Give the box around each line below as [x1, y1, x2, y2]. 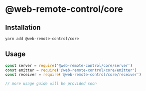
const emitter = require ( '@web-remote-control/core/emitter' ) [5, 68, 137, 73]
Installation [5, 23, 41, 32]
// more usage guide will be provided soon [5, 81, 97, 86]
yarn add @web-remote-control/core [5, 36, 79, 41]
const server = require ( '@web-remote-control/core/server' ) [5, 63, 133, 68]
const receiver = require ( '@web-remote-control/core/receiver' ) [5, 72, 142, 77]
